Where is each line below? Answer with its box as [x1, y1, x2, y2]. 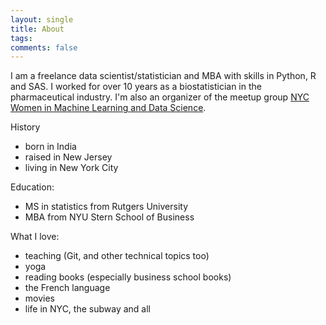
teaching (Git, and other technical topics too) [24, 250, 210, 262]
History [10, 121, 41, 133]
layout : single [10, 14, 74, 25]
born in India [24, 141, 77, 153]
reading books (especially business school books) [24, 271, 232, 283]
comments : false [10, 42, 78, 53]
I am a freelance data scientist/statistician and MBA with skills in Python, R [10, 70, 317, 82]
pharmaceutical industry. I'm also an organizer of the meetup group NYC [10, 91, 310, 103]
